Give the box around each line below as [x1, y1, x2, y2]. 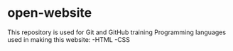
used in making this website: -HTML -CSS [7, 35, 130, 43]
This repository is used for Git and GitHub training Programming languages [7, 28, 226, 36]
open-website [7, 5, 92, 21]
